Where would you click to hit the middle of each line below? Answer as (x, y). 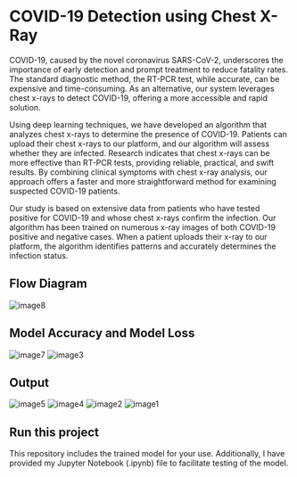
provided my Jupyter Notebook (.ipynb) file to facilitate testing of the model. (149, 463)
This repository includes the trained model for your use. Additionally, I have (147, 454)
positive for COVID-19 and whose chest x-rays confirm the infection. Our (143, 218)
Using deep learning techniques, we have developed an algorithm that (138, 124)
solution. (25, 107)
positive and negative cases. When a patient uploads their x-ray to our (138, 236)
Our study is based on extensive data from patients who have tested (135, 208)
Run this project (54, 432)
